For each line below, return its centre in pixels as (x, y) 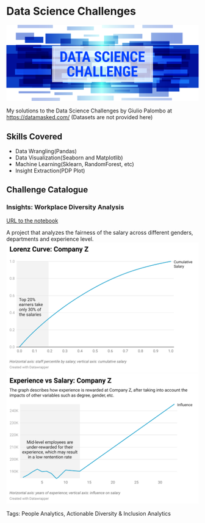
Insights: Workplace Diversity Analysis (65, 207)
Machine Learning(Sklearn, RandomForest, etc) (74, 164)
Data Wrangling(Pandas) (46, 152)
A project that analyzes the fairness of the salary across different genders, (100, 232)
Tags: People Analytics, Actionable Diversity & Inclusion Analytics (88, 513)
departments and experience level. (50, 239)
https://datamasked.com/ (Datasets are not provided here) (80, 117)
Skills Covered (34, 137)
